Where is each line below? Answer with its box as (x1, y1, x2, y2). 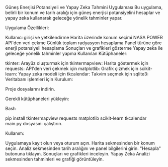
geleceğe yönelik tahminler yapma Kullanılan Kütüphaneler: (5, 50, 128, 56)
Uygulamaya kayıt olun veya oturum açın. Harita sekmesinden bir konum (5, 140, 155, 146)
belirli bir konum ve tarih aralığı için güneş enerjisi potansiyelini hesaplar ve (5, 10, 160, 16)
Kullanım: (5, 130, 24, 136)
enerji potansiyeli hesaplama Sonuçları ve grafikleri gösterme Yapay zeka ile (5, 45, 163, 51)
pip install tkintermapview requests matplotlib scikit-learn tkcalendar (5, 115, 147, 121)
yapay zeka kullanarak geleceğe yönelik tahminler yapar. (5, 15, 123, 21)
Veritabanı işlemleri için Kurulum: (5, 76, 73, 82)
